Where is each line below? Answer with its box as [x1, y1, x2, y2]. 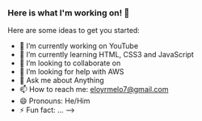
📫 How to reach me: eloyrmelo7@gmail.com [19, 85, 169, 94]
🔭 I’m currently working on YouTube [19, 41, 139, 51]
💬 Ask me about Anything [19, 76, 104, 86]
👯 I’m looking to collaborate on [19, 58, 121, 68]
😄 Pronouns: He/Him [19, 96, 90, 106]
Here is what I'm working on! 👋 [7, 7, 130, 19]
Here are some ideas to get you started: [7, 26, 141, 35]
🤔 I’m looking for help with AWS [19, 67, 124, 77]
